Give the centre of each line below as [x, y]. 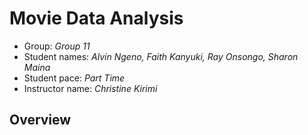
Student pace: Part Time [74, 78]
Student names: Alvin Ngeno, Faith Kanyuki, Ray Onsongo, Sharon [161, 56]
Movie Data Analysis [96, 18]
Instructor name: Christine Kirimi [90, 88]
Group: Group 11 [57, 46]
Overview [40, 120]
